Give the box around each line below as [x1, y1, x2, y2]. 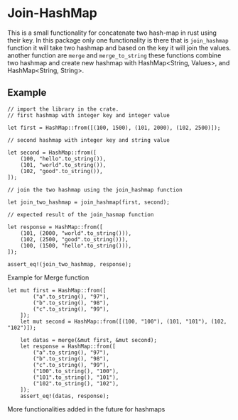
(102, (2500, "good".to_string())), [20, 236, 129, 243]
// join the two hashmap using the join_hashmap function [7, 186, 183, 193]
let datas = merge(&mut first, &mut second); [20, 336, 158, 343]
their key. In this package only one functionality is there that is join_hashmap [7, 35, 229, 44]
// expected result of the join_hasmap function [7, 211, 154, 218]
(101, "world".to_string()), [20, 161, 107, 168]
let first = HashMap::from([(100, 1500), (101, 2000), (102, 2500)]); [7, 124, 221, 131]
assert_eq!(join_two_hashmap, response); [7, 260, 132, 267]
